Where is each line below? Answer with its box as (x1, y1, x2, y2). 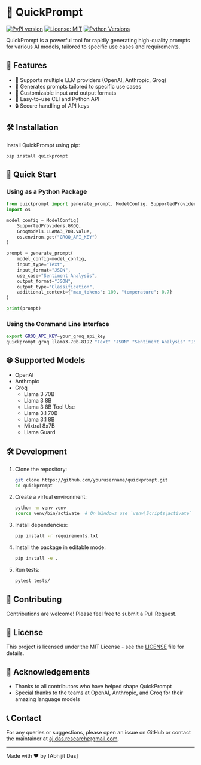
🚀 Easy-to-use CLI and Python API (14, 95, 100, 102)
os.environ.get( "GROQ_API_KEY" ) (17, 234, 98, 240)
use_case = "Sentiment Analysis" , (17, 272, 98, 279)
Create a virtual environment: (14, 493, 87, 501)
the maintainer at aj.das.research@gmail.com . (6, 735, 120, 742)
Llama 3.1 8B (23, 416, 55, 423)
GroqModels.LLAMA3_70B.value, (17, 228, 93, 234)
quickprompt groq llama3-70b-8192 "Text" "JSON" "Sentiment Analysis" (6, 339, 186, 345)
